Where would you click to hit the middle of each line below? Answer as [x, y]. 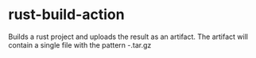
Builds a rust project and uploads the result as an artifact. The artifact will [128, 37]
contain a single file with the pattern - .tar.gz [80, 44]
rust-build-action [66, 15]
